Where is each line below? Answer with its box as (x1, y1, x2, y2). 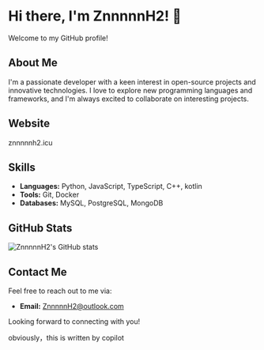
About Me (8, 56, 58, 70)
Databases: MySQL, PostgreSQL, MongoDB (19, 198, 164, 208)
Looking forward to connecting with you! (8, 317, 141, 326)
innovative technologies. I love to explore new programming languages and (8, 85, 253, 95)
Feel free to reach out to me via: (8, 286, 112, 295)
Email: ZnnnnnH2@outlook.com (19, 302, 124, 310)
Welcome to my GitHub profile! (8, 33, 108, 43)
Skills (8, 160, 36, 174)
